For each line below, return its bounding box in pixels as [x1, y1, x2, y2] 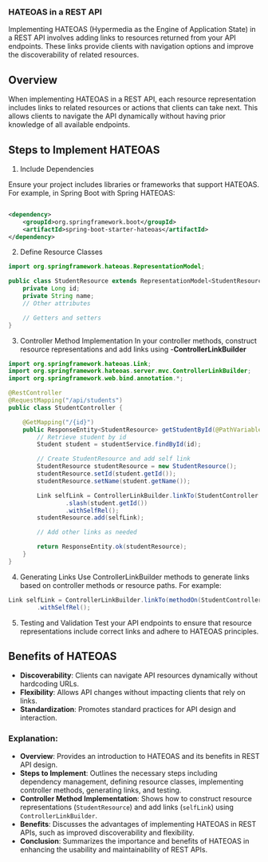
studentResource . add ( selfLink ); [37, 514, 145, 522]
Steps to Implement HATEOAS [8, 143, 160, 157]
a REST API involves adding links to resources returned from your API [8, 33, 237, 42]
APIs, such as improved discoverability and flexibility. [19, 828, 195, 837]
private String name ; [22, 292, 94, 300]
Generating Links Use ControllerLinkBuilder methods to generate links [19, 572, 250, 582]
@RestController [8, 389, 62, 397]
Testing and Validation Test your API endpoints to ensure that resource [19, 618, 253, 627]
